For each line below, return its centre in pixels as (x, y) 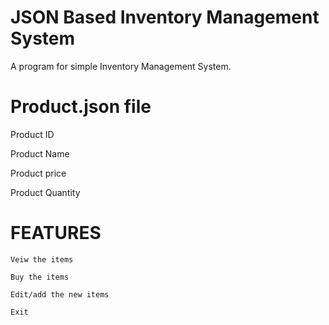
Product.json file (81, 107)
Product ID (32, 134)
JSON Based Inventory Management (165, 17)
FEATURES (56, 233)
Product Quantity (45, 192)
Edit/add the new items (60, 294)
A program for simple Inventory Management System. (121, 66)
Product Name (40, 153)
